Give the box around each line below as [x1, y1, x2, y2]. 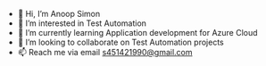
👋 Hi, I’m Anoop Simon [17, 9, 101, 19]
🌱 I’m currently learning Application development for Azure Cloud [17, 28, 258, 37]
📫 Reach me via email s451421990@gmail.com [17, 47, 194, 57]
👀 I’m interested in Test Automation [17, 18, 147, 29]
